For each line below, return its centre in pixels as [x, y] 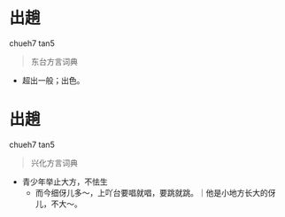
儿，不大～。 [58, 204]
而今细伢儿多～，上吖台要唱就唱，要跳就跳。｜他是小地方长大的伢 [155, 192]
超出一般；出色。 [53, 80]
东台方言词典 [54, 61]
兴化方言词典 [54, 163]
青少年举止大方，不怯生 [65, 182]
